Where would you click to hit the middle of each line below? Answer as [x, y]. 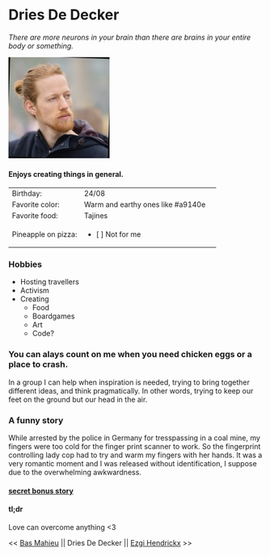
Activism [35, 291]
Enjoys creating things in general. [66, 174]
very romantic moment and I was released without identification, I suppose [133, 464]
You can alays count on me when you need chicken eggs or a [130, 355]
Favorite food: [35, 216]
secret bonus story [41, 491]
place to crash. [38, 364]
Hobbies [25, 264]
